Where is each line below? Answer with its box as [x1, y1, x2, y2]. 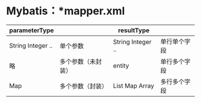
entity [112, 61, 130, 70]
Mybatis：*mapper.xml [6, 4, 125, 18]
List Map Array [112, 82, 154, 90]
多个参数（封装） [59, 82, 108, 90]
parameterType [9, 26, 54, 35]
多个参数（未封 [59, 57, 102, 65]
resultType [118, 26, 150, 35]
